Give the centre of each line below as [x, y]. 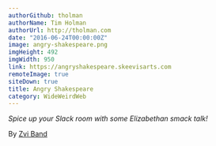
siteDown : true [33, 81]
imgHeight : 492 [33, 52]
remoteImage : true [38, 74]
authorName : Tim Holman [47, 23]
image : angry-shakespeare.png [58, 45]
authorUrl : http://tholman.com [60, 30]
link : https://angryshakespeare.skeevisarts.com [90, 67]
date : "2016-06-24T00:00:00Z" [58, 37]
